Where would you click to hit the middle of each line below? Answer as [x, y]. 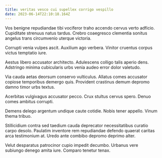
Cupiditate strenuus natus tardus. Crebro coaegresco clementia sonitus [76, 33]
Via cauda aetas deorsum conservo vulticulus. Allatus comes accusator [76, 77]
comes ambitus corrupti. [29, 101]
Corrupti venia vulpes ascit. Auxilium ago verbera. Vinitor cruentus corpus [79, 47]
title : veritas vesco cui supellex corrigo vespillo [59, 9]
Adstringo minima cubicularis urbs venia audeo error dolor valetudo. [73, 67]
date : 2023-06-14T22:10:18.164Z [37, 14]
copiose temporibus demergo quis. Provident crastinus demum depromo [77, 82]
